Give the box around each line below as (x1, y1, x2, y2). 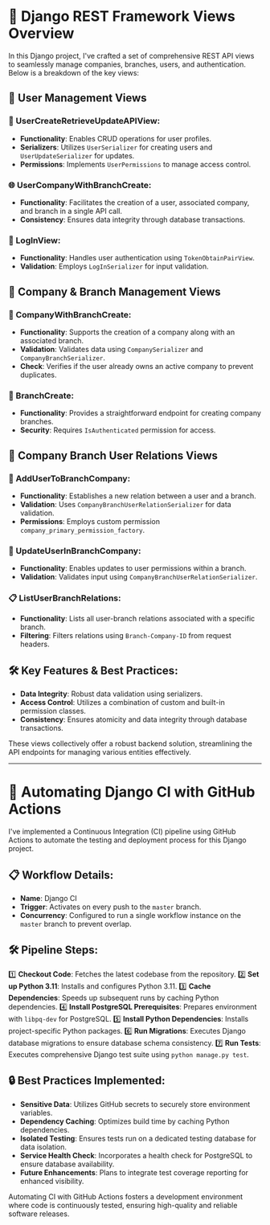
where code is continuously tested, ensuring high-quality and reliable (8, 1200, 238, 1210)
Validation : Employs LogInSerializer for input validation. (19, 261, 209, 272)
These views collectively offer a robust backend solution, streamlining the (8, 739, 253, 748)
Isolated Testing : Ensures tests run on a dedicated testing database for (19, 1133, 257, 1143)
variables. (19, 1108, 53, 1117)
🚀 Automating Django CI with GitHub (8, 783, 256, 801)
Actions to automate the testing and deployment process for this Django (8, 835, 247, 845)
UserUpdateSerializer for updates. (19, 150, 135, 160)
